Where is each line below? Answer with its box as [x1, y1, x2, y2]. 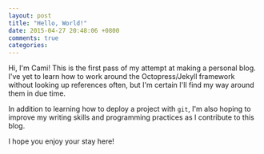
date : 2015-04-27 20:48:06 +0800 [8, 26, 120, 34]
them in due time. [8, 89, 66, 98]
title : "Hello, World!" [8, 19, 88, 27]
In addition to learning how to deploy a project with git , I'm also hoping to [8, 105, 251, 114]
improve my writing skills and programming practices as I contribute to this [8, 113, 254, 122]
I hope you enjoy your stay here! [8, 136, 114, 146]
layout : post [8, 11, 52, 20]
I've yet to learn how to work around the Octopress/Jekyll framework [8, 72, 235, 81]
